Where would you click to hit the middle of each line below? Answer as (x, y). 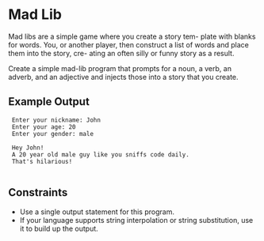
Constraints (38, 192)
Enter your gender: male (52, 134)
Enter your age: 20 (44, 127)
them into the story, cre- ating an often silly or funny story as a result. (121, 53)
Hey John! (28, 148)
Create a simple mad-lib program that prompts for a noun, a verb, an (120, 68)
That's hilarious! (42, 161)
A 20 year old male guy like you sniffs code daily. (101, 154)
